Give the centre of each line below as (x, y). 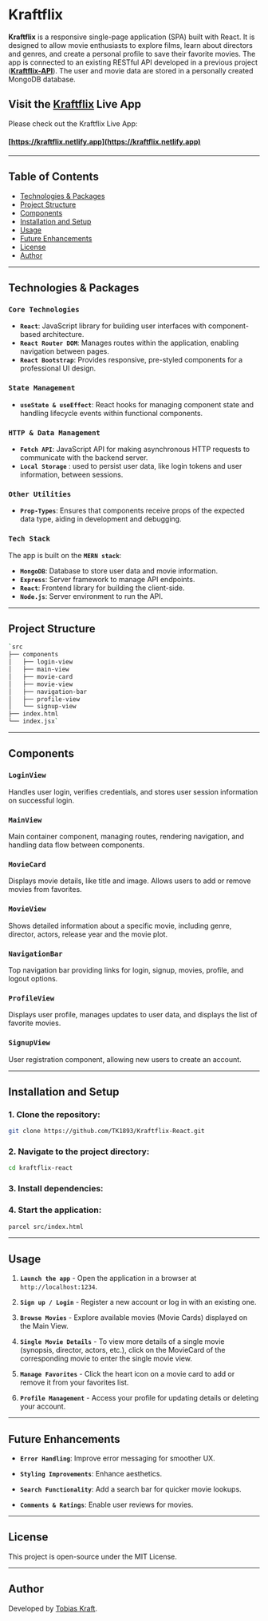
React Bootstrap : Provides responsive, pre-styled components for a (131, 360)
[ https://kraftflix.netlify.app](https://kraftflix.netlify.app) (104, 142)
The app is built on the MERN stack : (65, 555)
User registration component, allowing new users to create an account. (125, 1059)
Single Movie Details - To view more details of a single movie (122, 1342)
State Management (42, 388)
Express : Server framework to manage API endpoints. (107, 579)
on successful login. (41, 800)
